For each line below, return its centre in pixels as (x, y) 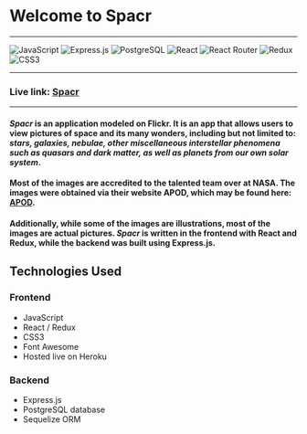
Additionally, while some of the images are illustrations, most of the (140, 224)
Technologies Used (65, 272)
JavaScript (43, 317)
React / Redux (49, 327)
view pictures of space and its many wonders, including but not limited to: (153, 132)
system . (25, 162)
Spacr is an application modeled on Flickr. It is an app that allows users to (152, 123)
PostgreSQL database (64, 409)
